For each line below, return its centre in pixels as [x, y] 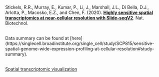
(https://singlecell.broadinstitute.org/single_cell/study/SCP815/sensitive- [80, 43]
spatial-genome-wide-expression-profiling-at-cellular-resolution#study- [80, 49]
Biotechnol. [17, 23]
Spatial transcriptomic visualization [41, 69]
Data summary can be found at [37, 38]
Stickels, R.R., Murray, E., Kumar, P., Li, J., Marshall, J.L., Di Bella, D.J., [77, 7]
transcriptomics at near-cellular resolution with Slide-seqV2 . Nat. [74, 18]
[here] [76, 38]
